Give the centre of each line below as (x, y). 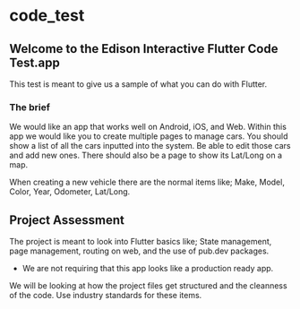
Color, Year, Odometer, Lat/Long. (70, 192)
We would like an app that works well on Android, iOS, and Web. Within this (148, 127)
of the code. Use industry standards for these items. (106, 296)
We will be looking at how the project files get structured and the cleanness (149, 286)
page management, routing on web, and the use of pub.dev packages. (139, 251)
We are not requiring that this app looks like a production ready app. (148, 269)
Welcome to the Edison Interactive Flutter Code (144, 49)
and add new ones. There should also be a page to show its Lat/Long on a (146, 155)
